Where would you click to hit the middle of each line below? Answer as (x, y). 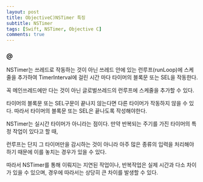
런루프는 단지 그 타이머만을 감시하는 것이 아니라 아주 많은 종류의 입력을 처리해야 (100, 144)
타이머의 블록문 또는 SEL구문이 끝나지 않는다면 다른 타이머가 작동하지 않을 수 (97, 103)
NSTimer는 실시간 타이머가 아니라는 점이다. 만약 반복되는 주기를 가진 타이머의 (98, 124)
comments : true (26, 35)
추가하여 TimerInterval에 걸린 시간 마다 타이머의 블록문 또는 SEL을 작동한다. (108, 77)
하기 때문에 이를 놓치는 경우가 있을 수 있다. (57, 152)
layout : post (23, 12)
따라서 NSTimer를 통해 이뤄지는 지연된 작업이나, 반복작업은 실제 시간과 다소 (96, 165)
